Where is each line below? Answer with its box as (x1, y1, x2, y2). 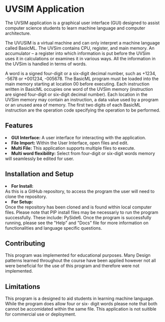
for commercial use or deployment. (5, 311, 76, 317)
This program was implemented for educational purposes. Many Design (5, 252, 151, 258)
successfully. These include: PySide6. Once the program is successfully (5, 214, 152, 220)
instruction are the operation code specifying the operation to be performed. (5, 107, 161, 113)
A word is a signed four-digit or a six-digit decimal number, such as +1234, (5, 70, 157, 76)
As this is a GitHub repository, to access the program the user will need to (5, 188, 155, 194)
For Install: (11, 183, 33, 189)
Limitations (5, 282, 40, 291)
